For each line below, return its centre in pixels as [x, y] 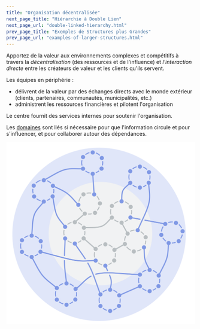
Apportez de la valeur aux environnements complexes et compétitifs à [93, 56]
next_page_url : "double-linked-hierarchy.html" [67, 25]
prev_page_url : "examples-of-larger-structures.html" [75, 38]
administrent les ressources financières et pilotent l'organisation [94, 104]
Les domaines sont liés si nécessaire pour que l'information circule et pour [98, 127]
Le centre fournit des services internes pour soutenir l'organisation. [89, 116]
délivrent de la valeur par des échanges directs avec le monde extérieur [104, 92]
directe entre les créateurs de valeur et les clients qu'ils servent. [85, 68]
